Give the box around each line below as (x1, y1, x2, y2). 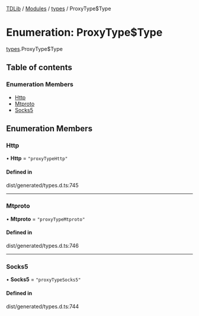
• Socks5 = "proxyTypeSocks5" (6, 276, 81, 283)
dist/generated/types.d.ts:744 (6, 302, 79, 310)
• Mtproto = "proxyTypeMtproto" (6, 215, 85, 222)
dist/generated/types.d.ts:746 (6, 242, 79, 250)
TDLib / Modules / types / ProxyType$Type (6, 5, 111, 12)
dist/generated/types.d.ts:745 (6, 181, 79, 189)
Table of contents (6, 62, 72, 73)
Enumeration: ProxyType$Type (6, 26, 163, 39)
